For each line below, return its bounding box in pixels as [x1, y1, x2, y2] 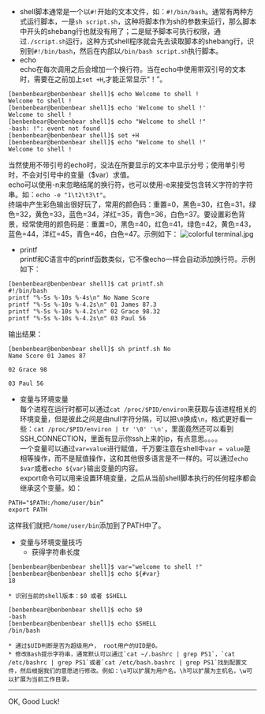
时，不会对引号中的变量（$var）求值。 [8, 170, 134, 179]
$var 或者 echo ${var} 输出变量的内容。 [19, 464, 143, 473]
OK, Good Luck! [8, 697, 60, 706]
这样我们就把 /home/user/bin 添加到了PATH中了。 [8, 521, 166, 530]
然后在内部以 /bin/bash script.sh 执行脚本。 [79, 47, 223, 55]
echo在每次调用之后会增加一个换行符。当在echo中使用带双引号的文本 [19, 65, 246, 73]
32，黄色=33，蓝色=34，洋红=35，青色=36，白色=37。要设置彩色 [19, 210, 239, 219]
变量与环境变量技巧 [19, 537, 83, 547]
